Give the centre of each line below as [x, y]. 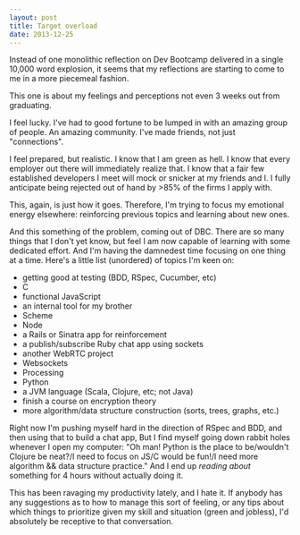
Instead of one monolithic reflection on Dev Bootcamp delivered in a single [146, 60]
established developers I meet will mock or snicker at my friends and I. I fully [150, 178]
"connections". [37, 142]
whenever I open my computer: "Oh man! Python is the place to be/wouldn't [149, 447]
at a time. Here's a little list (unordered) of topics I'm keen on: [122, 260]
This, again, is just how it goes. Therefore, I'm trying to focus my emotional [146, 205]
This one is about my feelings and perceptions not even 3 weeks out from [145, 96]
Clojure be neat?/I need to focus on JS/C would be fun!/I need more [134, 456]
